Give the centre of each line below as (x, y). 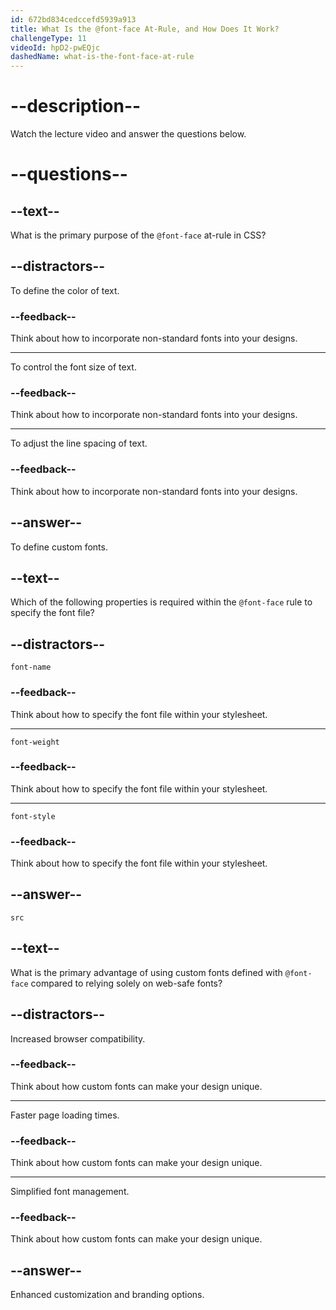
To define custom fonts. (59, 547)
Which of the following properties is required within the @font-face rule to (161, 602)
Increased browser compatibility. (78, 1038)
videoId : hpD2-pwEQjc (55, 47)
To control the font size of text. (73, 367)
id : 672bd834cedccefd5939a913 (73, 19)
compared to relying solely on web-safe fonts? (126, 983)
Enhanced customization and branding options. (107, 1295)
